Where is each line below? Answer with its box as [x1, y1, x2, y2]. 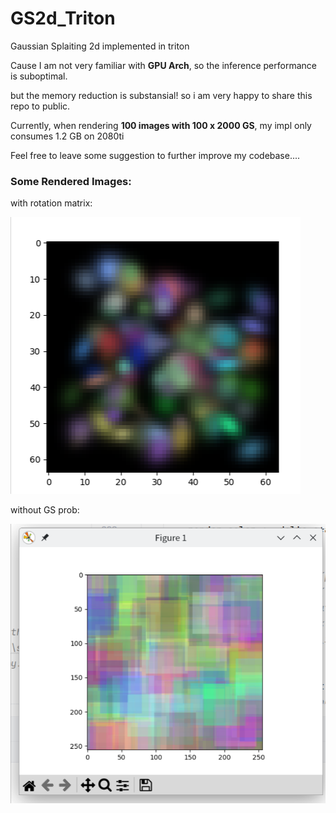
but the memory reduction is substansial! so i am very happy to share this [10, 89, 313, 101]
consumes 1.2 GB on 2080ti [10, 130, 125, 142]
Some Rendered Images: [10, 174, 132, 188]
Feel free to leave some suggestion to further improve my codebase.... [10, 149, 301, 161]
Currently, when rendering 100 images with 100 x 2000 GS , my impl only [10, 119, 312, 131]
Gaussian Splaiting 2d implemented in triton [10, 40, 190, 52]
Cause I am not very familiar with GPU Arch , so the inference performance [10, 59, 317, 71]
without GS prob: [10, 504, 80, 516]
